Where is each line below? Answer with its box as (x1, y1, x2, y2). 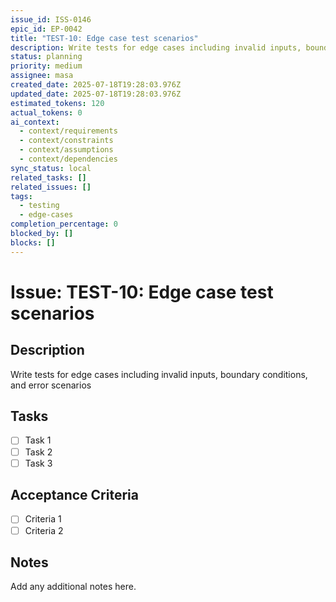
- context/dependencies (19, 154, 118, 164)
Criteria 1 (24, 513, 62, 525)
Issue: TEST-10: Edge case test (10, 281, 274, 303)
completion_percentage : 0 (10, 219, 118, 230)
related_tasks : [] (10, 172, 87, 183)
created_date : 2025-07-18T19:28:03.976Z (10, 80, 182, 90)
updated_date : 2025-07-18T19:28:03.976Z (10, 89, 182, 99)
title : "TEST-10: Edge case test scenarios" (10, 33, 199, 43)
